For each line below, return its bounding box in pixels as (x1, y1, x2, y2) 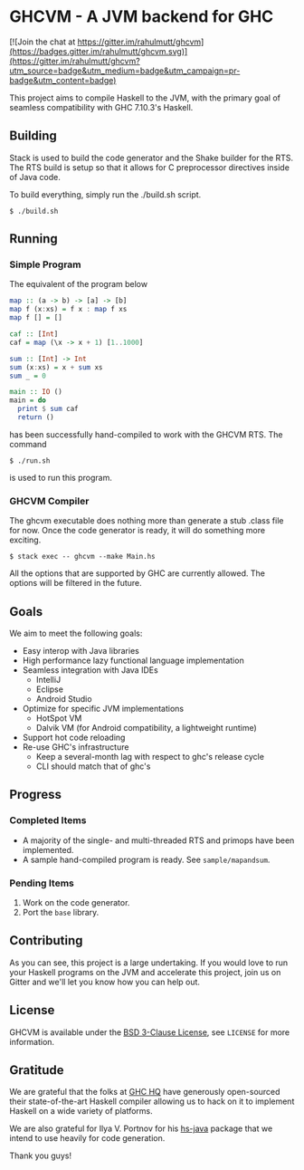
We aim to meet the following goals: (9, 628, 143, 639)
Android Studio (35, 694, 92, 705)
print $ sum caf (17, 405, 79, 414)
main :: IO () (9, 388, 63, 397)
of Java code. (9, 171, 61, 182)
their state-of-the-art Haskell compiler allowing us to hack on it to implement (9, 1096, 295, 1107)
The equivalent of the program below (9, 279, 147, 290)
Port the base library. (22, 907, 100, 918)
